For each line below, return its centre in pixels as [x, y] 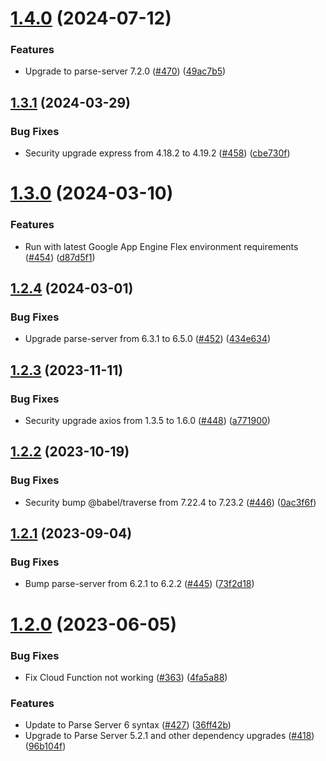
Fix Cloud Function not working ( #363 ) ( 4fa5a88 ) [126, 677]
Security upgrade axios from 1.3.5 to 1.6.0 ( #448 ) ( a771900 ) [147, 421]
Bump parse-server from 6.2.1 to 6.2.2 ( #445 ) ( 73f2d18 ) [139, 584]
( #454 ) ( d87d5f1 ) [60, 257]
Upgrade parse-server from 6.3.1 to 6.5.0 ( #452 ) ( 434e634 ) [148, 339]
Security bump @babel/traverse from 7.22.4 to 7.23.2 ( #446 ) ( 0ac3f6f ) [170, 502]
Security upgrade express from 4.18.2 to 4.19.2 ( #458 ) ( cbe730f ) [157, 153]
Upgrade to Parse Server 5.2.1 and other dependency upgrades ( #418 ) [169, 736]
